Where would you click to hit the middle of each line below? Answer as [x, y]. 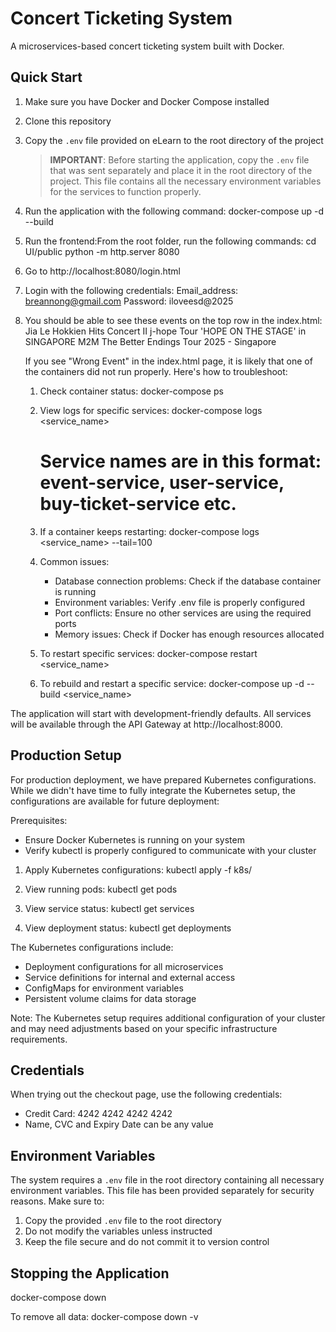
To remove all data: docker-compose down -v [104, 1316]
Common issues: [74, 561]
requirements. [39, 1039]
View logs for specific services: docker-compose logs [151, 410]
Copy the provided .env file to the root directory [123, 1221]
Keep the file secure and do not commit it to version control [147, 1242]
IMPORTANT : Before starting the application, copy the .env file [179, 159]
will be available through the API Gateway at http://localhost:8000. [146, 724]
